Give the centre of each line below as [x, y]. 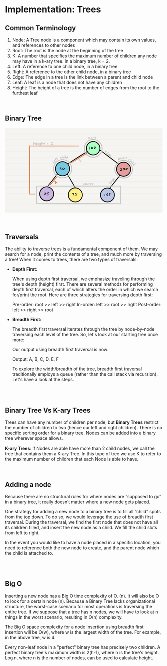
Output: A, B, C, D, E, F [35, 359]
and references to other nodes [44, 45]
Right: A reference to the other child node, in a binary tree [72, 72]
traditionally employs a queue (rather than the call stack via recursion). [85, 374]
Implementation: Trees [53, 9]
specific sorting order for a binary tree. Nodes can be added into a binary [81, 433]
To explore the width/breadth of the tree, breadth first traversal [77, 369]
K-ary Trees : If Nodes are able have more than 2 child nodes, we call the [80, 448]
